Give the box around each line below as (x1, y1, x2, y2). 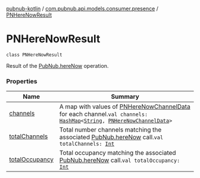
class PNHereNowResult (6, 52, 62, 58)
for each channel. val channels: (59, 110, 148, 118)
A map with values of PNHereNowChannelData (59, 102, 190, 111)
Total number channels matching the (59, 126, 162, 134)
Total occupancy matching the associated (59, 149, 177, 157)
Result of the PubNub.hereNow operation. (6, 62, 109, 69)
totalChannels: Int (59, 140, 115, 148)
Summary (111, 92, 140, 101)
